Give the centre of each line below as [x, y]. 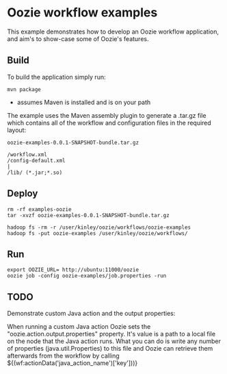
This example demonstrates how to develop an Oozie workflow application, [113, 32]
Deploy [23, 194]
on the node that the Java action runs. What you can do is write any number [114, 341]
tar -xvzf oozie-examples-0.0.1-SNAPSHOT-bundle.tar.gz [88, 215]
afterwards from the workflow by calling [63, 356]
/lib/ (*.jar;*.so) [35, 173]
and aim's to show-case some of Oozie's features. [78, 38]
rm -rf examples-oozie [39, 209]
